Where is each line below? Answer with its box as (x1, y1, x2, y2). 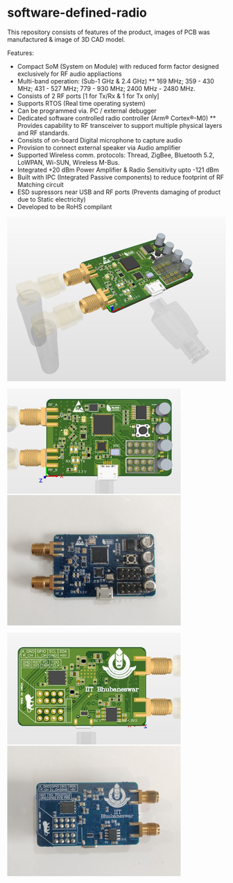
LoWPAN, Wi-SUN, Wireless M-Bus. (17, 158, 120, 166)
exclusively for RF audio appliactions (17, 70, 123, 78)
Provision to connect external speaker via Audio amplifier (17, 143, 181, 152)
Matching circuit (17, 180, 64, 188)
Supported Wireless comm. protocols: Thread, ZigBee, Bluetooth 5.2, (17, 151, 215, 159)
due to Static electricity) (17, 195, 87, 203)
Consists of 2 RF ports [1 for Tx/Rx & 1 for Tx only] (17, 92, 159, 100)
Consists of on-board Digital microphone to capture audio (17, 136, 182, 144)
